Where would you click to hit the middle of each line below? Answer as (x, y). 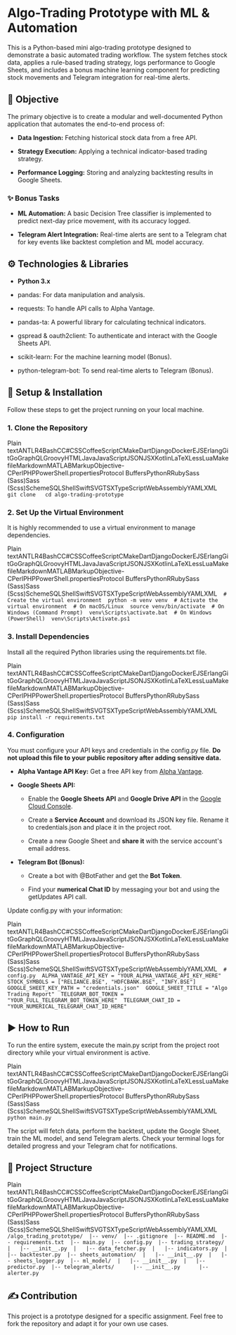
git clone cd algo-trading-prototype (66, 494)
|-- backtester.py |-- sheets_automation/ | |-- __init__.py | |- (118, 1255)
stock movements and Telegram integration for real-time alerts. (99, 77)
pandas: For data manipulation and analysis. (81, 294)
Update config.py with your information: (65, 910)
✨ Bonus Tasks (33, 198)
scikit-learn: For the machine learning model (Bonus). (94, 356)
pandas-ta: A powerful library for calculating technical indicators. (112, 322)
